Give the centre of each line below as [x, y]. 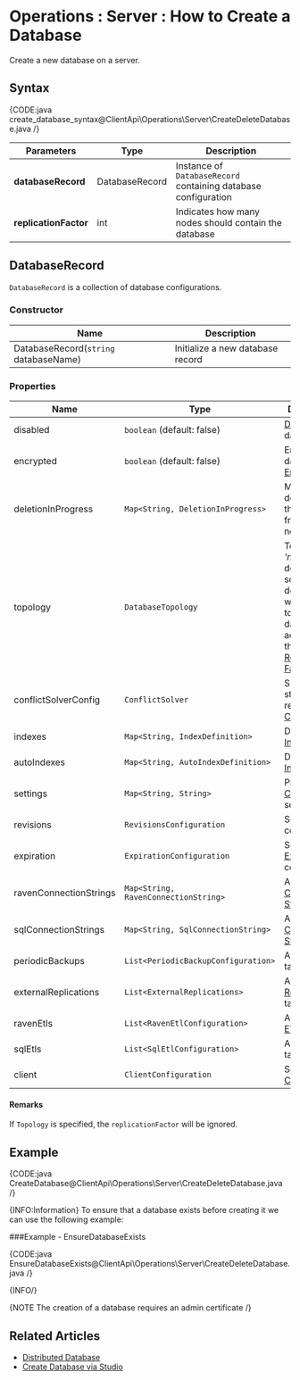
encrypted [36, 461]
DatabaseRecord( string [64, 348]
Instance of [199, 165]
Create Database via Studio [72, 1367]
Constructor [37, 310]
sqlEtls [28, 1049]
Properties [33, 386]
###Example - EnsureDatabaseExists [78, 1237]
